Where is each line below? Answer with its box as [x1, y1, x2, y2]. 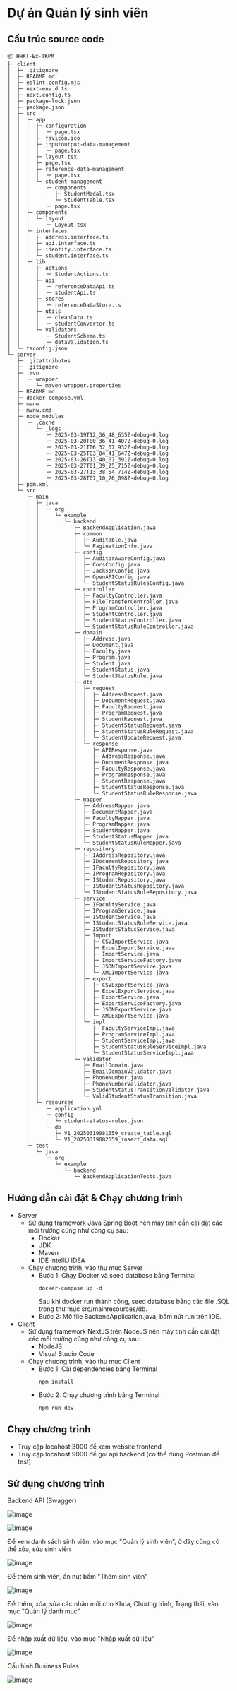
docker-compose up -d [38, 1284, 102, 1292]
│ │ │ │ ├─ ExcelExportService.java [25, 987, 175, 995]
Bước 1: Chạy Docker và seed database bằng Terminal [38, 1271, 196, 1279]
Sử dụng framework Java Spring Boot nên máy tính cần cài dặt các [28, 1218, 224, 1227]
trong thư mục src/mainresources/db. [38, 1305, 148, 1313]
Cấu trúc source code [7, 33, 104, 45]
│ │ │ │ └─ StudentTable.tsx [7, 196, 115, 203]
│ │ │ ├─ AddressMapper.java [25, 802, 150, 809]
